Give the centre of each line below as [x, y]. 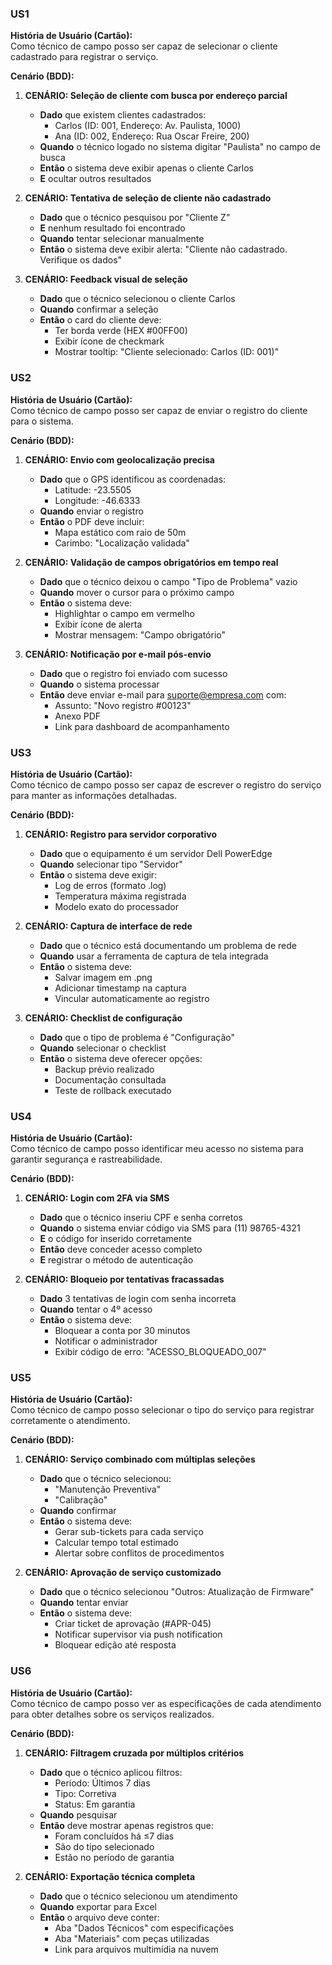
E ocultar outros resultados [95, 179]
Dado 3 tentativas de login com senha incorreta [138, 1299]
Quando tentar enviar [84, 1603]
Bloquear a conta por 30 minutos [122, 1331]
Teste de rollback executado [113, 1090]
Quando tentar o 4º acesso [96, 1309]
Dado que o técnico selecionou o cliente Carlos [137, 299]
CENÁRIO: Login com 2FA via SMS [97, 1198]
